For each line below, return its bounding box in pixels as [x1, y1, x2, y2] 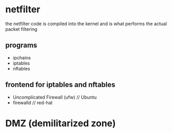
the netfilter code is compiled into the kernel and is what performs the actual [5, 21, 167, 27]
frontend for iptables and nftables [5, 81, 116, 89]
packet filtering [5, 26, 37, 32]
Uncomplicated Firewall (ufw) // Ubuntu [12, 94, 97, 100]
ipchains [12, 54, 31, 61]
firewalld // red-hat [12, 99, 53, 106]
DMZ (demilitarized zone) [5, 117, 116, 129]
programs [5, 41, 37, 50]
